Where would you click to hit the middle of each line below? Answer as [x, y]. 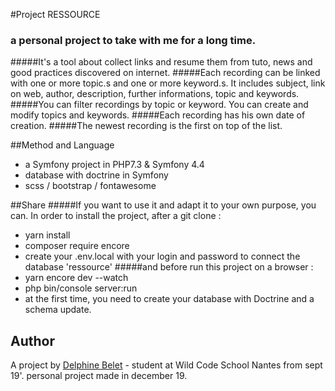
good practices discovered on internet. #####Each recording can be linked [165, 73]
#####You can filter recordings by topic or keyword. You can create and [159, 105]
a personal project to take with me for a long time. [133, 40]
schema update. [58, 310]
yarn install [47, 235]
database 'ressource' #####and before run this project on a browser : [169, 267]
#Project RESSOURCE [55, 14]
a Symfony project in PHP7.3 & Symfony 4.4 [114, 165]
